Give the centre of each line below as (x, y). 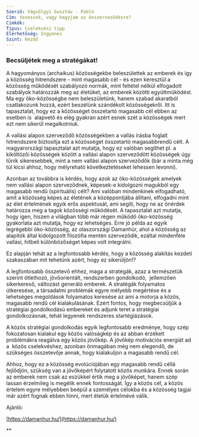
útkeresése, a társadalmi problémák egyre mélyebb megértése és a (89, 290)
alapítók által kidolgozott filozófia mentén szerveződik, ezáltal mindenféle (96, 235)
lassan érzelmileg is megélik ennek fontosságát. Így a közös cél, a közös (94, 383)
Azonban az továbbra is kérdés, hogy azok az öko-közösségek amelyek (94, 179)
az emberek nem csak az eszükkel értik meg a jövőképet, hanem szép (92, 377)
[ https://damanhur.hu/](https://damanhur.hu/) (61, 419)
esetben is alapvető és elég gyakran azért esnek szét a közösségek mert (96, 117)
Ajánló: (15, 407)
